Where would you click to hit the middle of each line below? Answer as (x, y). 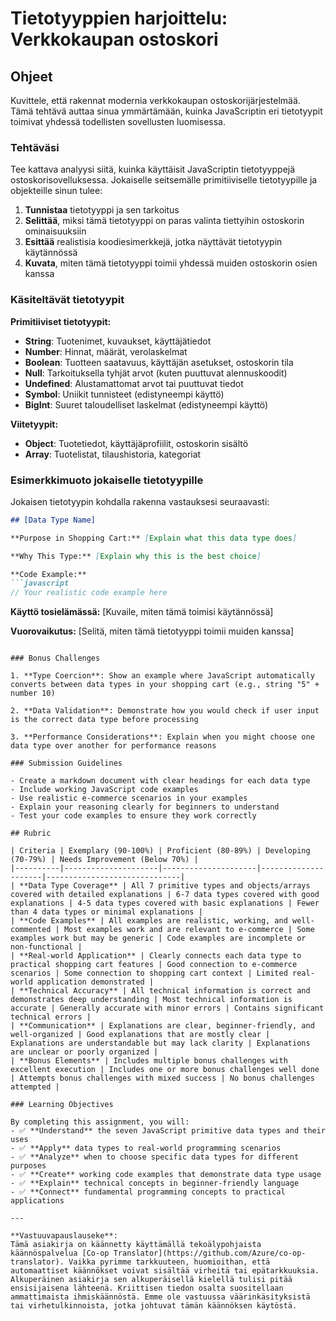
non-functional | (46, 947)
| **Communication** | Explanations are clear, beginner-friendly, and (162, 1026)
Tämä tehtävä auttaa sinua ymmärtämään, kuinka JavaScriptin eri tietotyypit (166, 111)
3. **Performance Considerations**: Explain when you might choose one (162, 737)
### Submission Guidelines (66, 763)
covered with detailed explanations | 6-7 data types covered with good (165, 895)
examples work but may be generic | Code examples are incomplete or (158, 938)
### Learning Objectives (62, 1105)
